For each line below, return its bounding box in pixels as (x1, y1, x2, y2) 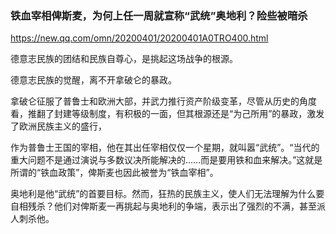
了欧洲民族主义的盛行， (10, 120, 107, 132)
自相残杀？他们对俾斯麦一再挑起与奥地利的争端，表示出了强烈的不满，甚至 (10, 200, 317, 212)
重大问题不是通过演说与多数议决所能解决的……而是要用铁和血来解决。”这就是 (10, 154, 323, 166)
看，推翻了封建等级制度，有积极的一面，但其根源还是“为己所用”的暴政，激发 (10, 108, 325, 120)
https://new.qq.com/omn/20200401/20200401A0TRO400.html (10, 32, 269, 44)
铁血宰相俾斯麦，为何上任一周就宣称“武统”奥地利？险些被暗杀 (10, 8, 308, 22)
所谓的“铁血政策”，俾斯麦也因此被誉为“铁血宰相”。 (10, 167, 219, 179)
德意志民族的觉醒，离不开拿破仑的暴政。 (10, 74, 177, 86)
